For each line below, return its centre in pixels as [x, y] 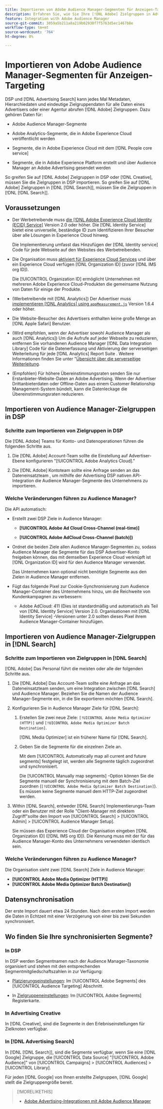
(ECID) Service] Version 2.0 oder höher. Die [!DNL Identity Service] [79, 225]
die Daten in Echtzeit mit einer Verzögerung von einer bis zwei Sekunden [78, 916]
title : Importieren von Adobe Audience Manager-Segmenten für [69, 9]
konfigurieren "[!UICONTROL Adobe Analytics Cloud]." [81, 461]
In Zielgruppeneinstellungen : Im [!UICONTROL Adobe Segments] [77, 996]
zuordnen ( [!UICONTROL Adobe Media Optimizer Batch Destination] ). [88, 786]
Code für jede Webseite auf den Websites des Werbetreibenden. [77, 250]
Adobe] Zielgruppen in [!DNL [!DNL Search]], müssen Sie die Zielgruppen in [81, 187]
